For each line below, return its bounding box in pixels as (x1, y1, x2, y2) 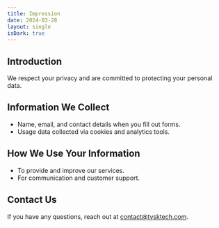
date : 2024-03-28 (7, 17, 58, 24)
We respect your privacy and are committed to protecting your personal (7, 74, 213, 82)
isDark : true (7, 29, 45, 37)
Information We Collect (7, 102, 110, 114)
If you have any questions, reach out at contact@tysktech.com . (7, 212, 189, 220)
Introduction (7, 55, 63, 67)
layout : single (7, 23, 51, 30)
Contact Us (7, 194, 57, 206)
